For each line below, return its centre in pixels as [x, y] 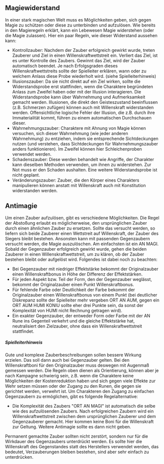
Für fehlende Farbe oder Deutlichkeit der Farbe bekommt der [74, 290]
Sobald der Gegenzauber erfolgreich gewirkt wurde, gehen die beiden [76, 249]
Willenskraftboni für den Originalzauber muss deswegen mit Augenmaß [77, 365]
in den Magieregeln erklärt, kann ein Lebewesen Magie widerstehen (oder [80, 30]
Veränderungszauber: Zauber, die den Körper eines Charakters [76, 180]
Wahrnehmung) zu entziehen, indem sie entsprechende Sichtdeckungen [85, 139]
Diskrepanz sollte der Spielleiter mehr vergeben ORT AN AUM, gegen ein [86, 300]
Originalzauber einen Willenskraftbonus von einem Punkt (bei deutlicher [85, 295]
